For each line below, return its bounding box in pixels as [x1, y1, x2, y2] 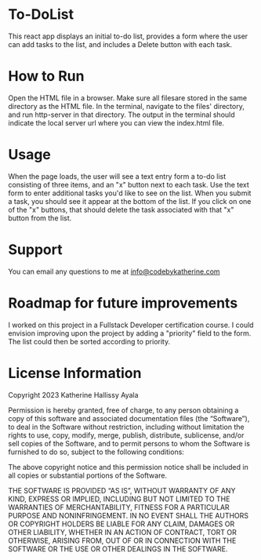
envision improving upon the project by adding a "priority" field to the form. [8, 328, 252, 338]
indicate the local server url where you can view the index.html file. [8, 118, 225, 127]
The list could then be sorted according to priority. [8, 336, 171, 346]
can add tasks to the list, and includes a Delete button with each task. [8, 39, 233, 49]
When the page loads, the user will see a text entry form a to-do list [8, 171, 227, 181]
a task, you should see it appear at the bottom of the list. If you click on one [8, 196, 252, 205]
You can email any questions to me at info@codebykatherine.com [8, 267, 221, 276]
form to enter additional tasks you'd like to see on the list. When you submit [8, 188, 252, 198]
